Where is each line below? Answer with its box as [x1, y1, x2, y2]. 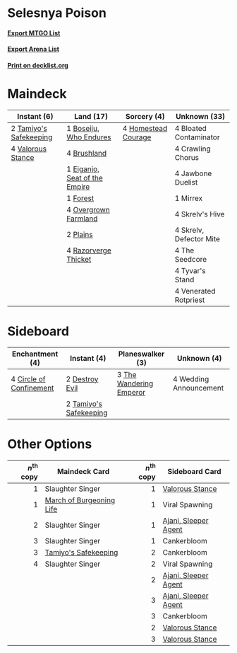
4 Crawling [174, 144, 212, 154]
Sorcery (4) [126, 111, 165, 121]
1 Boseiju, [66, 123, 100, 133]
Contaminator [174, 132, 220, 142]
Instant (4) [70, 353, 107, 363]
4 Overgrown [66, 204, 111, 214]
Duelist [174, 177, 198, 187]
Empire [66, 182, 90, 192]
